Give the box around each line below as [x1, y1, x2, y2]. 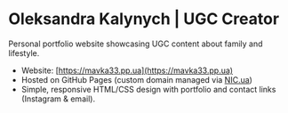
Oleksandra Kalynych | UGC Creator [8, 9, 280, 29]
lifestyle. [8, 47, 40, 58]
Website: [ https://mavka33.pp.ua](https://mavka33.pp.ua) [20, 65, 233, 76]
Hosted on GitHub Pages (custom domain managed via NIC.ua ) [20, 74, 252, 85]
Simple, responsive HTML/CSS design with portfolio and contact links [20, 84, 276, 94]
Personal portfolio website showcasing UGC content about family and [8, 38, 263, 49]
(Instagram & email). [20, 93, 95, 104]
